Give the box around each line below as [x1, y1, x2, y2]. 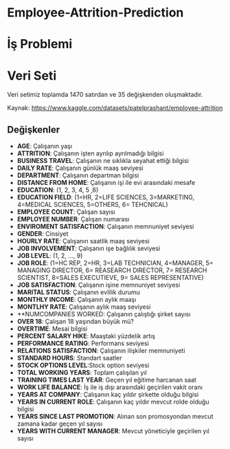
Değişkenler [7, 124, 60, 135]
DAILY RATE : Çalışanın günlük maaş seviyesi [16, 164, 143, 173]
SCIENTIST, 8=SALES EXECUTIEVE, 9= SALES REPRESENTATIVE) [16, 274, 204, 282]
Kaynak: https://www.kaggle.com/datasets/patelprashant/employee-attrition [7, 104, 223, 112]
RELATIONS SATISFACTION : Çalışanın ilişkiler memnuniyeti [16, 347, 185, 355]
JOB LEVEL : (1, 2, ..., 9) [16, 252, 83, 260]
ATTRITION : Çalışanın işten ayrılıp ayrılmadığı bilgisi [16, 149, 164, 157]
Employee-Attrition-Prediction [7, 5, 184, 21]
